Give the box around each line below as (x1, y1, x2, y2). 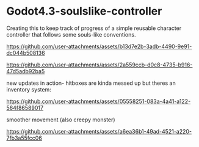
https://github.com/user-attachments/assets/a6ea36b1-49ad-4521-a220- (6, 127, 192, 135)
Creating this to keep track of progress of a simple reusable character (6, 24, 182, 32)
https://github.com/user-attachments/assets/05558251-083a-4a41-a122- (6, 98, 191, 105)
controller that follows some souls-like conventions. (6, 30, 136, 38)
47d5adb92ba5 (6, 67, 45, 74)
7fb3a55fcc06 (6, 134, 43, 142)
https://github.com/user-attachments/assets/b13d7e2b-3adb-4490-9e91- (6, 43, 192, 50)
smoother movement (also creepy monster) (6, 116, 115, 123)
